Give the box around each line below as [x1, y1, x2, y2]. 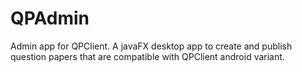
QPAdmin [10, 7, 90, 30]
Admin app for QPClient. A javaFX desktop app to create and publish [10, 40, 293, 52]
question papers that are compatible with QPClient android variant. [10, 50, 285, 62]
